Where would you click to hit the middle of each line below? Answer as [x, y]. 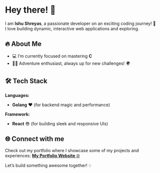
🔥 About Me [23, 44]
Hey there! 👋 [30, 10]
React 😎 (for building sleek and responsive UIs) [60, 123]
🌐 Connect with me [35, 139]
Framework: [17, 114]
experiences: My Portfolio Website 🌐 [42, 156]
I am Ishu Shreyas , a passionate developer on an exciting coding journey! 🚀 [80, 23]
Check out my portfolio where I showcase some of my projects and [72, 151]
